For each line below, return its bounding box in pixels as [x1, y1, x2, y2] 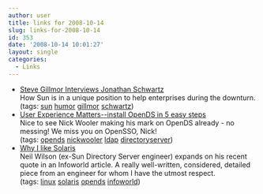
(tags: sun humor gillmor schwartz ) [19, 101, 134, 110]
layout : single [8, 48, 58, 56]
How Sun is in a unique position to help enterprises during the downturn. [19, 92, 256, 103]
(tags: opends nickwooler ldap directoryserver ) [19, 135, 174, 144]
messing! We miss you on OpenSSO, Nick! [19, 126, 157, 136]
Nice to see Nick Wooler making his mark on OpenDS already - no [19, 118, 235, 127]
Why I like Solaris [19, 143, 77, 152]
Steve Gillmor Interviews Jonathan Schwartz [19, 84, 164, 94]
